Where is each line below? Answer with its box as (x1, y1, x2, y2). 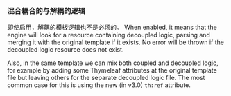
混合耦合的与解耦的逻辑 (7, 6, 85, 15)
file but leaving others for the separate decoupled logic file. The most (7, 74, 205, 82)
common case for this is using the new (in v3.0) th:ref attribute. (7, 81, 191, 89)
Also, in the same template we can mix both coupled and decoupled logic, (7, 59, 219, 67)
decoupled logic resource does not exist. (7, 46, 124, 54)
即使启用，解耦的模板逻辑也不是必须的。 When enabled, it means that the (7, 23, 217, 32)
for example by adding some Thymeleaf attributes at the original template (7, 66, 217, 75)
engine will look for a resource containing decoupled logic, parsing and (7, 31, 210, 39)
